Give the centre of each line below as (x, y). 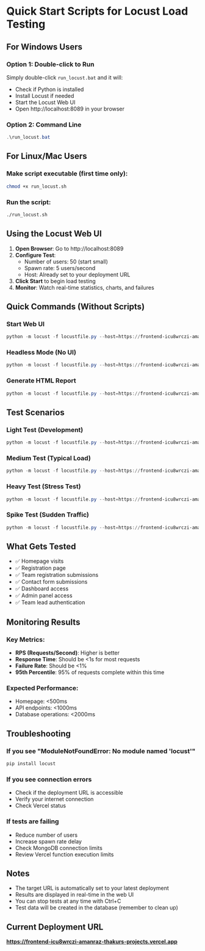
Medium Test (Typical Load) (49, 458)
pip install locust (31, 764)
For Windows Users (45, 47)
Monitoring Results (43, 622)
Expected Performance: (42, 688)
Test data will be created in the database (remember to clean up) (97, 908)
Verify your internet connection (54, 799)
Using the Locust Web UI (54, 234)
